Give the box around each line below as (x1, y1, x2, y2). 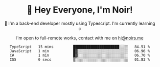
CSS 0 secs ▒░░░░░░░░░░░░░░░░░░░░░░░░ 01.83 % (9, 57, 150, 62)
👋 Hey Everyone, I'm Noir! (26, 4, 133, 16)
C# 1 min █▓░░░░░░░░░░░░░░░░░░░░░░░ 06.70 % (9, 53, 150, 58)
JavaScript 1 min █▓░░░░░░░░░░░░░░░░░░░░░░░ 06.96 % (9, 49, 150, 53)
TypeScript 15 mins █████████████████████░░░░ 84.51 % (9, 44, 150, 49)
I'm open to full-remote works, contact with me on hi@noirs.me (16, 35, 144, 41)
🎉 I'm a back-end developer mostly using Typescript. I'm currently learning (4, 20, 156, 26)
